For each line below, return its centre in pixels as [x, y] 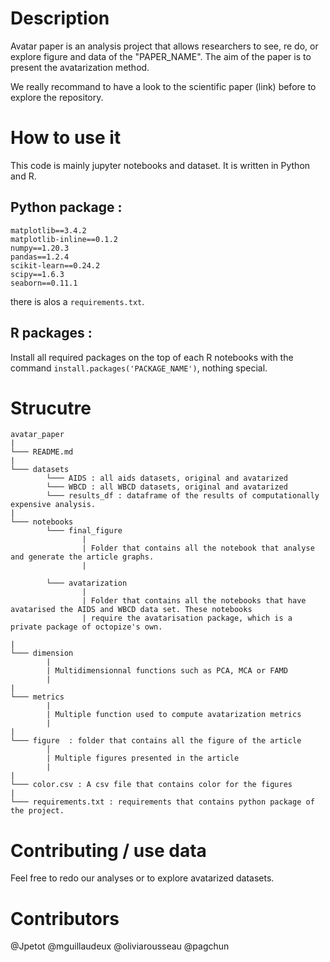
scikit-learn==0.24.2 [55, 265]
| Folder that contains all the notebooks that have [194, 601]
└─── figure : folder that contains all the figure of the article [156, 741]
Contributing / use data [108, 850]
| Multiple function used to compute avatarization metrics [174, 715]
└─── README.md [42, 452]
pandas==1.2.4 [40, 257]
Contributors [65, 918]
